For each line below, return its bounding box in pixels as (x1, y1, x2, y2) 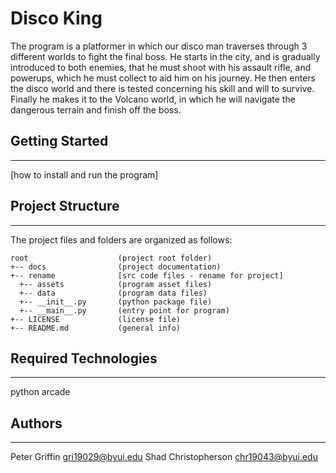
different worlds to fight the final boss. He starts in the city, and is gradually (10, 50, 321, 62)
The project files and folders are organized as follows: (10, 233, 233, 246)
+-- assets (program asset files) (19, 279, 213, 289)
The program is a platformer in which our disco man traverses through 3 (10, 40, 308, 52)
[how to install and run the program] (10, 168, 159, 181)
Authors (10, 415, 63, 432)
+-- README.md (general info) (10, 323, 182, 333)
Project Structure (10, 198, 120, 215)
